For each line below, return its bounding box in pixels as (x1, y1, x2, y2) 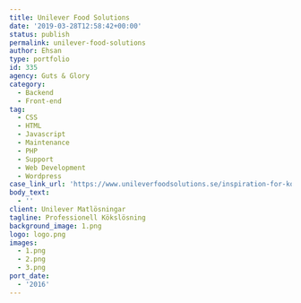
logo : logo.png (9, 229, 66, 238)
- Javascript (17, 130, 66, 139)
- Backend (17, 88, 54, 97)
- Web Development (17, 163, 87, 172)
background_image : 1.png (9, 221, 102, 230)
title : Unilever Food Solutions (9, 13, 130, 22)
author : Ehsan (9, 47, 63, 56)
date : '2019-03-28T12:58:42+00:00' (9, 22, 142, 30)
